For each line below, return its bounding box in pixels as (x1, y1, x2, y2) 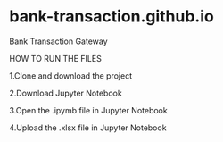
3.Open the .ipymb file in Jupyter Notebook (9, 104, 168, 115)
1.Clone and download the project (9, 70, 132, 81)
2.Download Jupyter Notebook (9, 88, 122, 98)
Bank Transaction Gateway (9, 36, 109, 46)
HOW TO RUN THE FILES (9, 53, 103, 63)
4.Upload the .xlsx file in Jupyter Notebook (9, 122, 167, 133)
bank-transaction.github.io (9, 6, 214, 27)
